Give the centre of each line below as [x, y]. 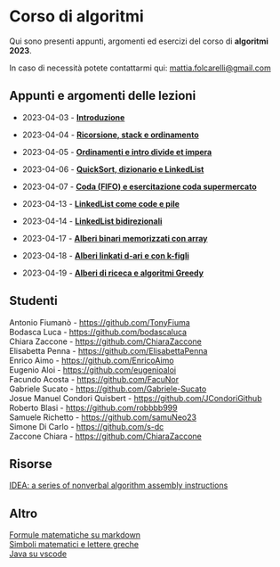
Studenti [33, 301]
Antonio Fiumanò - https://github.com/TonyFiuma [100, 322]
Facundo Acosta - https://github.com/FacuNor [94, 379]
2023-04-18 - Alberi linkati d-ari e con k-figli [105, 255]
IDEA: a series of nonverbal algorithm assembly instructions [119, 485]
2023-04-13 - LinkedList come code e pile [101, 203]
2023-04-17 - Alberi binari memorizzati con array [115, 238]
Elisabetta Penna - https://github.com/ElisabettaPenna [108, 350]
